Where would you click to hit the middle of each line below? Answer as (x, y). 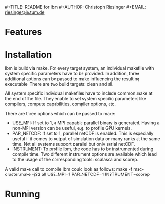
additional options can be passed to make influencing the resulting (72, 79)
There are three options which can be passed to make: (60, 114)
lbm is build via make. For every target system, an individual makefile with (80, 68)
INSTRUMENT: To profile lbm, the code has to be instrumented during (83, 149)
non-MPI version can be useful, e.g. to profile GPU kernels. (72, 128)
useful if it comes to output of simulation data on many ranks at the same (86, 139)
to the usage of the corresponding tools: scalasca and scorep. (75, 160)
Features (24, 32)
